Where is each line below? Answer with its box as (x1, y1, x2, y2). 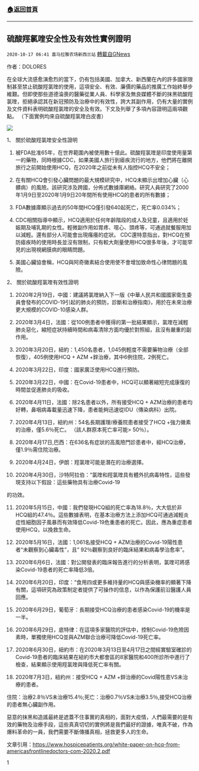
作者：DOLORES (6, 63, 47, 71)
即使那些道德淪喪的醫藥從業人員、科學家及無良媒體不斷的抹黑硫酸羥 (27, 91, 193, 98)
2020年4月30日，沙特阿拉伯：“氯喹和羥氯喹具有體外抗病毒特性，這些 (15, 471, 185, 478)
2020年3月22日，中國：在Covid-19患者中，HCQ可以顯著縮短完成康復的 (15, 379, 191, 386)
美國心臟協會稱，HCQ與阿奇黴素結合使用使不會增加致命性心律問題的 (15, 259, 182, 266)
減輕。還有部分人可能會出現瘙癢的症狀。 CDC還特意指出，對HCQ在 (20, 231, 185, 238)
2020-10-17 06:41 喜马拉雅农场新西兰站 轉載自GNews (6, 50, 131, 57)
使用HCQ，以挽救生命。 (15, 526, 74, 533)
